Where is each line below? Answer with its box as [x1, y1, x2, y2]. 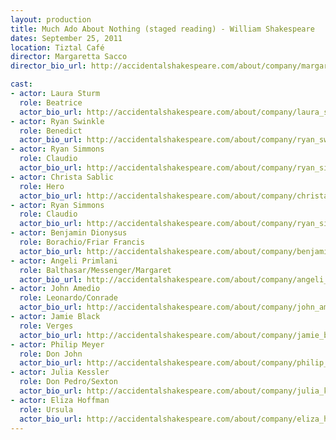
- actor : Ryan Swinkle [10, 116, 105, 126]
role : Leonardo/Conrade [19, 293, 118, 303]
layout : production [10, 14, 92, 25]
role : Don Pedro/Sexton [19, 377, 118, 387]
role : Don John [19, 349, 83, 359]
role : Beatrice [19, 97, 83, 108]
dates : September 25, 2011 [10, 33, 123, 43]
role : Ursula [19, 404, 74, 415]
